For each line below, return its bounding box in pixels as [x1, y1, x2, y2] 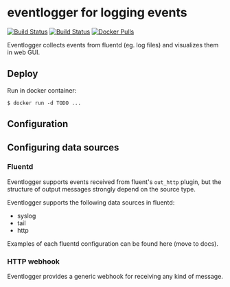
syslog [16, 211, 36, 220]
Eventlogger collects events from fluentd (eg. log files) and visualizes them [7, 41, 219, 49]
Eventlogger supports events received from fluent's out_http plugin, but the [7, 177, 222, 186]
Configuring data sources [7, 141, 119, 153]
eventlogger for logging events [7, 5, 187, 21]
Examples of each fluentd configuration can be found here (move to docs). [7, 239, 218, 248]
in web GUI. [7, 48, 41, 56]
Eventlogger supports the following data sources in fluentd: [7, 198, 175, 207]
